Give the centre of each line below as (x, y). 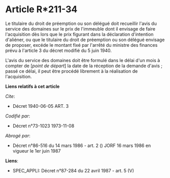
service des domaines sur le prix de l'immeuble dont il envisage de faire (80, 28)
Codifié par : (18, 116)
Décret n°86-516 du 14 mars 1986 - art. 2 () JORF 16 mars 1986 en (82, 145)
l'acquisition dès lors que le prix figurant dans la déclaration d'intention (79, 34)
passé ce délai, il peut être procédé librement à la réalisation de (72, 71)
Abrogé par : (18, 135)
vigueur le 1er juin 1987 (37, 151)
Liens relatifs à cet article (32, 86)
